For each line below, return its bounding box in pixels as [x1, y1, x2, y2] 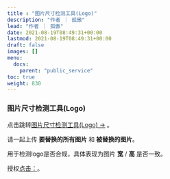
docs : [13, 61, 29, 68]
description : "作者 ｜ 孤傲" [7, 16, 86, 23]
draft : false [7, 42, 45, 49]
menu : [7, 55, 23, 61]
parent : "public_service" [19, 67, 94, 74]
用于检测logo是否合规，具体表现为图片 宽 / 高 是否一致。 [7, 150, 167, 158]
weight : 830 [7, 80, 41, 87]
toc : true [7, 73, 36, 81]
